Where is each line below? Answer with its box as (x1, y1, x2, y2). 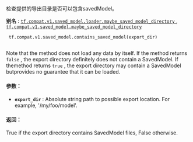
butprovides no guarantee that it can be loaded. (6, 68, 121, 75)
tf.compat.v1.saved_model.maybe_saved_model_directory (6, 24, 142, 30)
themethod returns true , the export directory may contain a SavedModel (6, 62, 182, 69)
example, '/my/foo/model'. (14, 102, 78, 109)
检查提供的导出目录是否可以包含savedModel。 (6, 5, 118, 12)
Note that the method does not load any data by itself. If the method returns (6, 50, 188, 57)
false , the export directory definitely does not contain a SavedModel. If (6, 56, 179, 63)
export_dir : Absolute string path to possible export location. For (14, 96, 170, 103)
